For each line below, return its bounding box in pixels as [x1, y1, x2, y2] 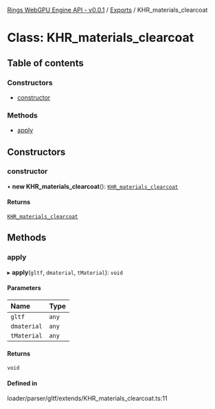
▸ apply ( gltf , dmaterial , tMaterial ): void [7, 268, 124, 276]
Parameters [7, 284, 41, 292]
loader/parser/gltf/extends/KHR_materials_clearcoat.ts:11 [7, 395, 168, 403]
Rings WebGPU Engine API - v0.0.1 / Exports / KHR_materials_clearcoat [7, 6, 208, 14]
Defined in [7, 379, 38, 387]
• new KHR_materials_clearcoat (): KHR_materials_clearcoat [7, 182, 179, 190]
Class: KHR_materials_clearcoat [7, 30, 194, 45]
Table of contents [7, 57, 84, 69]
